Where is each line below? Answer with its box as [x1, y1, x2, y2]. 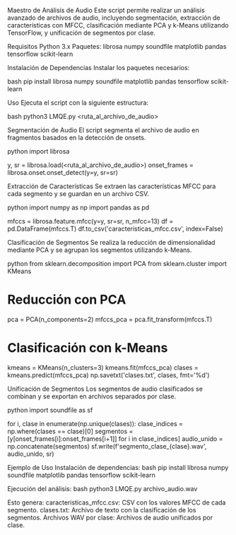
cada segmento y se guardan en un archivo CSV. [7, 190, 150, 197]
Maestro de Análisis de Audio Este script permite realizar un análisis [7, 6, 205, 14]
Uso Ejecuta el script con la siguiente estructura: [7, 98, 149, 107]
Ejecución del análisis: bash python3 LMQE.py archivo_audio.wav [7, 484, 198, 493]
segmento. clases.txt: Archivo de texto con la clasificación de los [7, 505, 196, 514]
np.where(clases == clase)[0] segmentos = [7, 427, 134, 435]
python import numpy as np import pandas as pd [7, 203, 150, 212]
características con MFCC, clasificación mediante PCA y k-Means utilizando [7, 21, 229, 29]
